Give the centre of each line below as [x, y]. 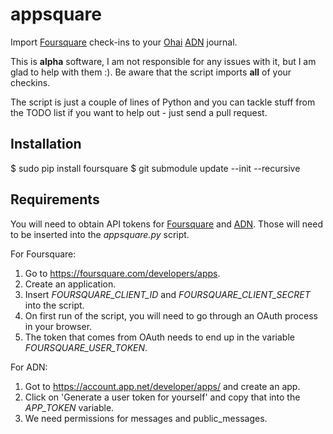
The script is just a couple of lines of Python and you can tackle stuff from [163, 102]
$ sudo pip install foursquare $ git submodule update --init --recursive [155, 168]
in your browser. [58, 326]
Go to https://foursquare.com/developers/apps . [122, 273]
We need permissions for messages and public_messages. [146, 418]
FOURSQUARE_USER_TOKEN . [86, 347]
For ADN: [29, 367]
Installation [46, 144]
